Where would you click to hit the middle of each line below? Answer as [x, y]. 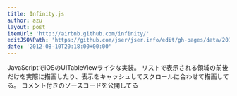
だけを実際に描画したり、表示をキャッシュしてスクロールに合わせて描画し [115, 76]
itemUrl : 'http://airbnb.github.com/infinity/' [79, 34]
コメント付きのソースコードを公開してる [80, 85]
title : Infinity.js [36, 14]
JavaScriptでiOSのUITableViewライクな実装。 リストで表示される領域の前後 [118, 67]
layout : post [26, 27]
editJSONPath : [28, 40]
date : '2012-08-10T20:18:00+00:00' [60, 47]
